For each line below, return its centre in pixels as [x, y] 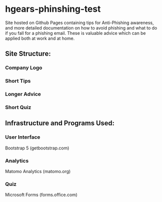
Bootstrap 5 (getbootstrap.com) [37, 148]
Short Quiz [18, 108]
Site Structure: [28, 54]
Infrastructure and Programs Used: [60, 123]
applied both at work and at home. [40, 38]
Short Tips [18, 81]
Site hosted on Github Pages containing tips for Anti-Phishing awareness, [80, 23]
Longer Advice [23, 94]
